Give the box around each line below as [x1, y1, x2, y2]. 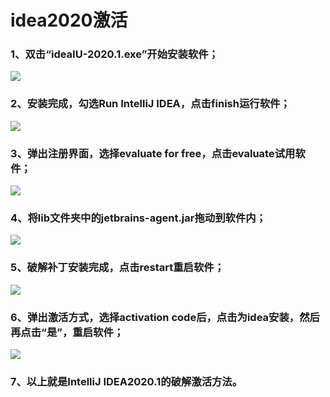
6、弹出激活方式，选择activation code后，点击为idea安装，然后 [10, 310, 320, 324]
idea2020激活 [10, 9, 128, 32]
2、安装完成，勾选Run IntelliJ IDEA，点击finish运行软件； [10, 97, 291, 111]
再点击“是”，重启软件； [10, 325, 125, 339]
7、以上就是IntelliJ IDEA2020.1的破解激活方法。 [10, 374, 243, 388]
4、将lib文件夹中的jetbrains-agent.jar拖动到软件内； [10, 211, 267, 225]
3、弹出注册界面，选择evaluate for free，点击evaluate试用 [10, 146, 296, 160]
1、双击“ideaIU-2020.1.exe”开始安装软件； [10, 47, 219, 61]
